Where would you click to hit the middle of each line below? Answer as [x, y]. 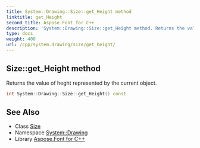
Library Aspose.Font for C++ [50, 139]
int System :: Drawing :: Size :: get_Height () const [66, 94]
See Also [23, 112]
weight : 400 [21, 39]
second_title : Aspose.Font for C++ [50, 22]
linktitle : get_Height [34, 17]
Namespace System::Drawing [51, 133]
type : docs [20, 34]
